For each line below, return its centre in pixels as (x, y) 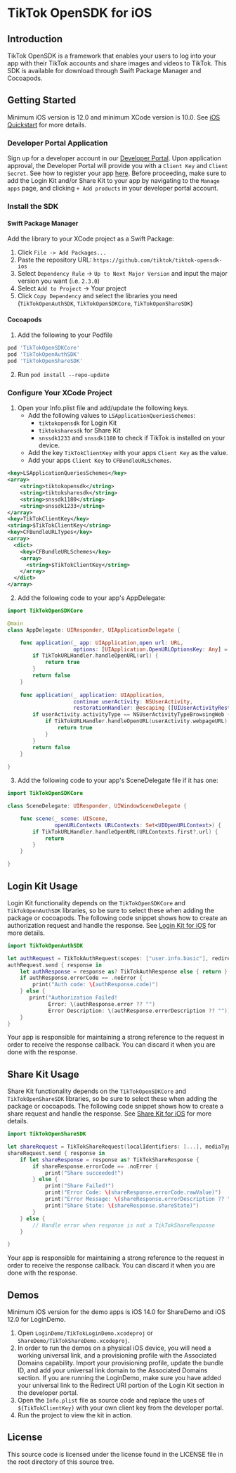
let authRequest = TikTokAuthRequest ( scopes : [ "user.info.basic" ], (108, 958)
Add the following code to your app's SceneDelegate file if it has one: (118, 780)
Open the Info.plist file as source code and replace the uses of (111, 1401)
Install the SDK (33, 207)
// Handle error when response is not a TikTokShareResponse (124, 1225)
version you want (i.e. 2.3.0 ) (59, 281)
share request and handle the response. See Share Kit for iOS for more (110, 1114)
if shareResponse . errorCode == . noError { (96, 1166)
